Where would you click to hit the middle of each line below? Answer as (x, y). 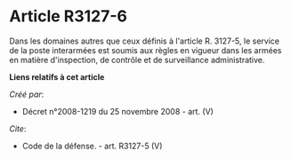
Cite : (18, 128)
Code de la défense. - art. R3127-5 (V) (92, 146)
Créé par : (27, 94)
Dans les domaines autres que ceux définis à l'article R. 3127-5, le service (145, 41)
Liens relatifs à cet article (57, 76)
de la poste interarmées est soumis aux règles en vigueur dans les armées (145, 50)
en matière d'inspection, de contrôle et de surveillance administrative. (137, 60)
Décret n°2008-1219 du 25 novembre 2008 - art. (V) (117, 111)
